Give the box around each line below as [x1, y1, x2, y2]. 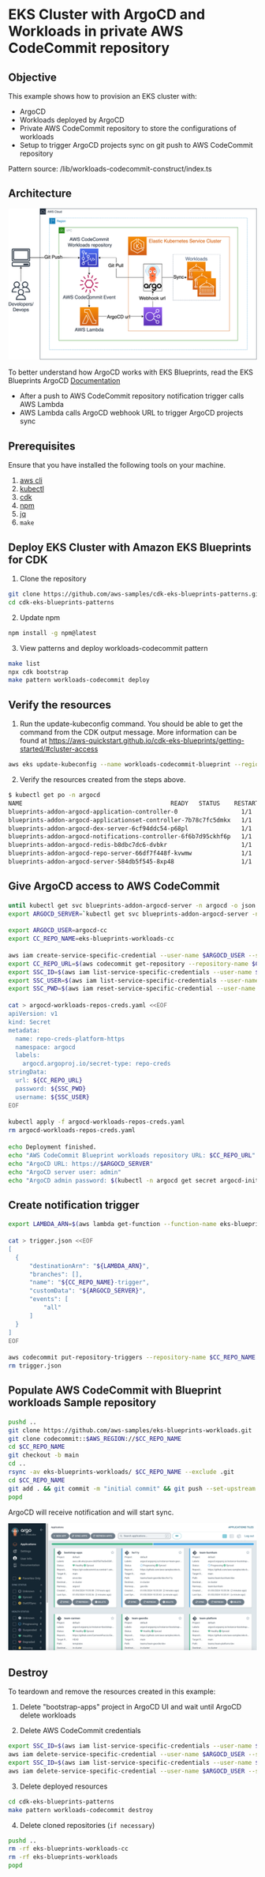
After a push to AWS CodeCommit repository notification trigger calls [19, 391, 244, 401]
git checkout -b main [8, 1451, 80, 1459]
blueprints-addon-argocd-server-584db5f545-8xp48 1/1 [8, 858, 252, 866]
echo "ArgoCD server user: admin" [8, 1168, 122, 1176]
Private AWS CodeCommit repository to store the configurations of [19, 124, 237, 133]
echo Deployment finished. [8, 1143, 97, 1151]
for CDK [8, 553, 49, 566]
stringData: [8, 1068, 47, 1076]
